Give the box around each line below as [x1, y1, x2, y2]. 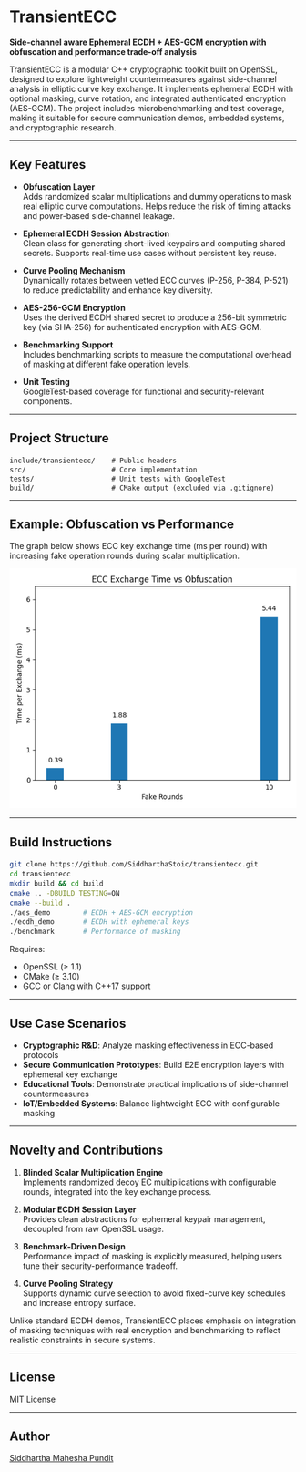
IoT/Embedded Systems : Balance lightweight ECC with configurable [22, 1098, 280, 1109]
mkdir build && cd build [9, 878, 104, 888]
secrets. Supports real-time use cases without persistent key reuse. [22, 247, 278, 258]
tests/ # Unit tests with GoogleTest [9, 474, 226, 483]
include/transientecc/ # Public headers [9, 456, 178, 465]
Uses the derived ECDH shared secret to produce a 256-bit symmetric [22, 312, 287, 323]
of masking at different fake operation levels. [22, 358, 191, 369]
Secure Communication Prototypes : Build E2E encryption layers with [22, 1060, 285, 1070]
